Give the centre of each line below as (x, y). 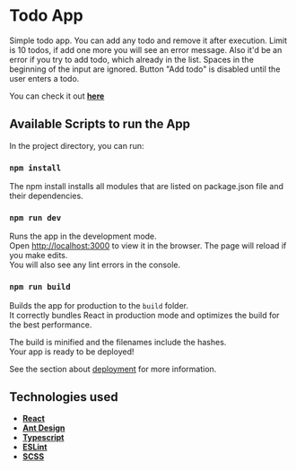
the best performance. (51, 325)
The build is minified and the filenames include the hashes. (118, 342)
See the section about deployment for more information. (113, 369)
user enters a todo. (44, 78)
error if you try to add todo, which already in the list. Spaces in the (131, 59)
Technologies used (64, 397)
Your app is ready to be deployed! (72, 352)
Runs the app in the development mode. (83, 236)
